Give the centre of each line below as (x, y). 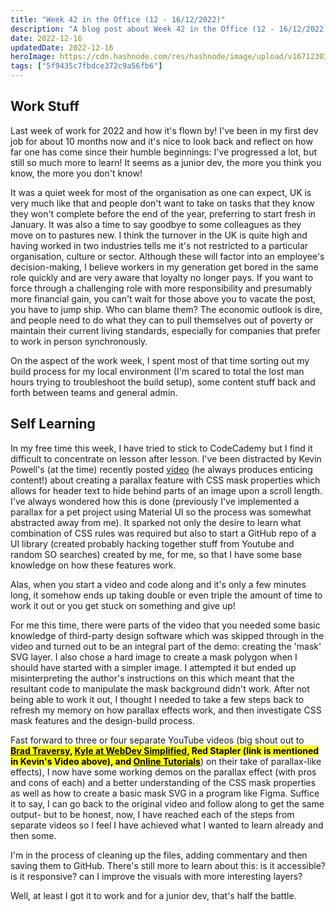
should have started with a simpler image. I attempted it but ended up (153, 667)
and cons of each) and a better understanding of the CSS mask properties (163, 782)
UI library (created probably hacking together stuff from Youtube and (152, 543)
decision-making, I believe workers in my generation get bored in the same (164, 267)
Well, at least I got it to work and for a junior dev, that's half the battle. (153, 895)
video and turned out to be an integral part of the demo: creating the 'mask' (166, 646)
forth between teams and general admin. (94, 392)
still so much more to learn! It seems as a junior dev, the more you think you (166, 162)
